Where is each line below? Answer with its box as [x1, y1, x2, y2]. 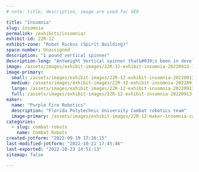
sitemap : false [6, 152, 44, 158]
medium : [11, 80, 31, 86]
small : [11, 75, 28, 81]
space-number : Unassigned [6, 47, 70, 53]
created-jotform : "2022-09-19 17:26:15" [6, 135, 108, 141]
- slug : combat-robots [11, 124, 68, 130]
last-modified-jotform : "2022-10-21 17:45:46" [6, 141, 123, 146]
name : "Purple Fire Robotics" [11, 102, 86, 108]
